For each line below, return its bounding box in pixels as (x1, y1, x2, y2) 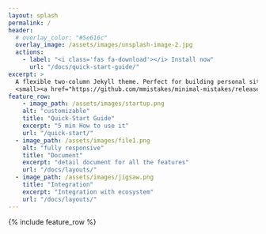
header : (8, 26, 34, 34)
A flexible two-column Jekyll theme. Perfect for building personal (15, 77, 246, 85)
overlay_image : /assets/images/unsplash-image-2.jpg (15, 41, 193, 49)
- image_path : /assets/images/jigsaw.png (15, 173, 154, 182)
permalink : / (8, 19, 51, 27)
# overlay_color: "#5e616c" (15, 33, 108, 42)
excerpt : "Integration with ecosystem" (22, 187, 154, 196)
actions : (15, 48, 44, 56)
